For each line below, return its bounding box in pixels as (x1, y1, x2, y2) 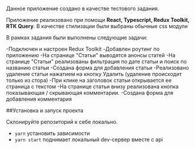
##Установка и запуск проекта (6, 107, 84, 114)
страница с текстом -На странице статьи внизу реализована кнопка (6, 83, 179, 90)
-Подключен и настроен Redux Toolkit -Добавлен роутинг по (6, 45, 160, 52)
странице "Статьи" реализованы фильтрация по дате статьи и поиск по (6, 58, 187, 65)
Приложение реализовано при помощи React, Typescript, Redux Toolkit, (6, 16, 190, 23)
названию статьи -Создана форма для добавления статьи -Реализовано (6, 64, 190, 71)
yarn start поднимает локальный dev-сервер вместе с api (14, 136, 163, 143)
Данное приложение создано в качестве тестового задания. (6, 5, 160, 12)
